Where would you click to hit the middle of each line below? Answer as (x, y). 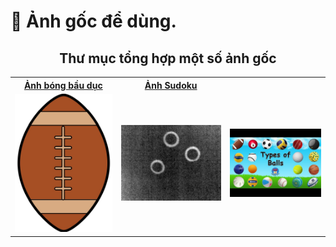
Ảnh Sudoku (171, 85)
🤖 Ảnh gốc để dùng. (93, 21)
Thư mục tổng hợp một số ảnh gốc (168, 58)
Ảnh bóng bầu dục (63, 85)
